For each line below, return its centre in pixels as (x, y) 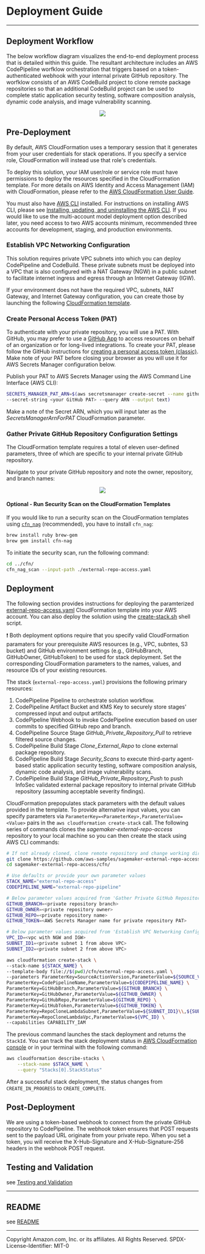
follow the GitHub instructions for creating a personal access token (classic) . (103, 352)
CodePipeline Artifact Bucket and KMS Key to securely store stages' (101, 707)
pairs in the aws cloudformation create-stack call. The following (108, 823)
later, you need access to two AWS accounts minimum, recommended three (102, 223)
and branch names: (31, 479)
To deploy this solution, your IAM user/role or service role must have (92, 172)
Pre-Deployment (39, 132)
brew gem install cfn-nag (39, 541)
